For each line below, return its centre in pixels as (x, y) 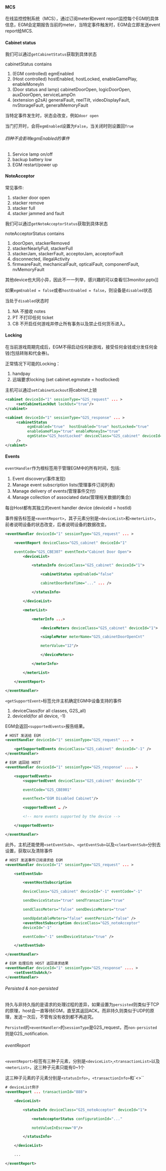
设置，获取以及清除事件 (29, 851)
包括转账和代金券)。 (31, 353)
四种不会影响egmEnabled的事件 (38, 138)
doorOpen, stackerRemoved (41, 243)
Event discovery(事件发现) (39, 478)
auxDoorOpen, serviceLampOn (44, 95)
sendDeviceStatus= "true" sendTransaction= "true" (74, 901)
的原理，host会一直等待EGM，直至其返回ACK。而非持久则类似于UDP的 (78, 1010)
